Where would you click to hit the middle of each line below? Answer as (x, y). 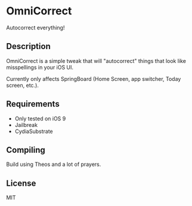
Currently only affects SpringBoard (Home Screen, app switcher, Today (94, 78)
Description (28, 46)
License (21, 183)
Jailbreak (26, 125)
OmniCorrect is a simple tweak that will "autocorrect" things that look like (96, 60)
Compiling (26, 150)
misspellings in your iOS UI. (40, 67)
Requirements (33, 104)
